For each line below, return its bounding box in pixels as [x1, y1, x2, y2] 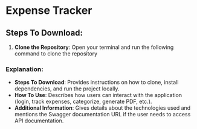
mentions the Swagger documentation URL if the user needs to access [14, 111, 191, 118]
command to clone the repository [14, 50, 98, 57]
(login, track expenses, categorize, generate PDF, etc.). [14, 98, 152, 105]
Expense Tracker [5, 4, 92, 17]
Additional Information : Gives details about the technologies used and [14, 104, 191, 112]
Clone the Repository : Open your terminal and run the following [14, 43, 174, 51]
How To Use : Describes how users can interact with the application [14, 92, 182, 99]
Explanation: [5, 64, 44, 73]
